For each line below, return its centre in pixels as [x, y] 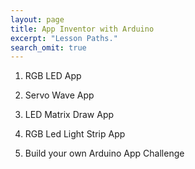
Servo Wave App [59, 95]
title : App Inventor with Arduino [82, 29]
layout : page [37, 19]
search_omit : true [48, 47]
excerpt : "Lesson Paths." [64, 38]
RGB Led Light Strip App [75, 134]
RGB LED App [53, 76]
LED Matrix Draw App [69, 115]
